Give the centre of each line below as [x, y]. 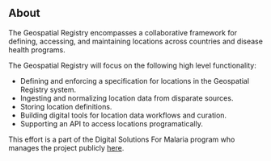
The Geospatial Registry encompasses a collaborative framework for [123, 32]
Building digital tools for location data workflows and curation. [123, 115]
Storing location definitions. [66, 106]
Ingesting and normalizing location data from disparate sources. [127, 98]
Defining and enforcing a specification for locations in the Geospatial [134, 80]
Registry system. [48, 89]
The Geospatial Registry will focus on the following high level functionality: [132, 65]
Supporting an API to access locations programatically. [112, 123]
